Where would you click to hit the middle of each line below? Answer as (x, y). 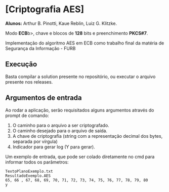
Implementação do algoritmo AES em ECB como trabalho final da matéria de (85, 43)
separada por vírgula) (35, 141)
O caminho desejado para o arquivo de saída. (60, 131)
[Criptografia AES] (45, 9)
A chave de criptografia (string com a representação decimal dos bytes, (88, 136)
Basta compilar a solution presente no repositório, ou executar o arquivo (80, 76)
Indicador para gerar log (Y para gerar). (54, 147)
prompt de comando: (27, 116)
